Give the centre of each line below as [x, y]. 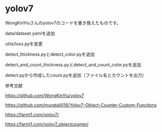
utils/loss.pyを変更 [24, 44]
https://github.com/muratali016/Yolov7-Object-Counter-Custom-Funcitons [81, 105]
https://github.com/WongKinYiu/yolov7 [45, 95]
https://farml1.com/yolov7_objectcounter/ [47, 124]
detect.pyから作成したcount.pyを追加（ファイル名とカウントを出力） [76, 75]
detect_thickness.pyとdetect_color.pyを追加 [50, 54]
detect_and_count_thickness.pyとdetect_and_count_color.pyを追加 [73, 65]
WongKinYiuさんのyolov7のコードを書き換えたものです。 [63, 23]
